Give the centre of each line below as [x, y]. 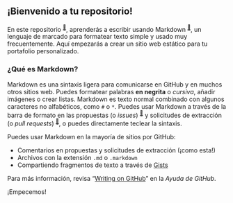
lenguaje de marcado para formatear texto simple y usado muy [97, 37]
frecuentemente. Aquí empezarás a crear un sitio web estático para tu [107, 44]
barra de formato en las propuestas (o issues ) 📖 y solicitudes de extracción [115, 114]
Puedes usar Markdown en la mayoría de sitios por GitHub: [91, 137]
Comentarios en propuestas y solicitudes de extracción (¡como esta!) [116, 150]
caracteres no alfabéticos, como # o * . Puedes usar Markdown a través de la [117, 106]
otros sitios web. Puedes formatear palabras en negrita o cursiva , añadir [111, 91]
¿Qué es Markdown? [43, 69]
